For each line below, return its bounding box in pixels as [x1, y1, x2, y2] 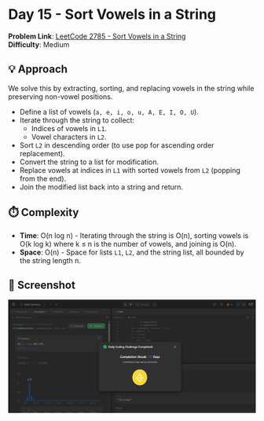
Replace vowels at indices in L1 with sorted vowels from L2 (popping [19, 165, 241, 174]
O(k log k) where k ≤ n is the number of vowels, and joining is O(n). [19, 239, 237, 248]
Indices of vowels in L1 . [31, 123, 108, 133]
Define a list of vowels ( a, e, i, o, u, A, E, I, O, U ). [19, 107, 199, 116]
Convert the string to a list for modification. [19, 157, 159, 167]
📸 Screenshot [8, 278, 76, 291]
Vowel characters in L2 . [31, 132, 107, 141]
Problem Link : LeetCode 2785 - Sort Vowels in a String [8, 31, 186, 41]
